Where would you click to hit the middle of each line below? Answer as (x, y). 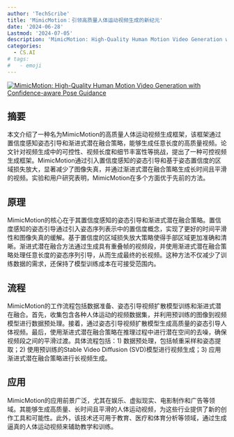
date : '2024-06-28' (36, 26)
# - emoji (24, 66)
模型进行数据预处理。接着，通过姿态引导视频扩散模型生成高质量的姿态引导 (114, 323)
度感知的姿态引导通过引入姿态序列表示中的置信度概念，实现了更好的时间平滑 (117, 229)
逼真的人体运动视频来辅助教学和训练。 (62, 427)
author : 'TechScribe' (39, 14)
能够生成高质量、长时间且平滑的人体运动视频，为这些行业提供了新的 (123, 409)
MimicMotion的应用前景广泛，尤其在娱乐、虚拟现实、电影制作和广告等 (108, 400)
